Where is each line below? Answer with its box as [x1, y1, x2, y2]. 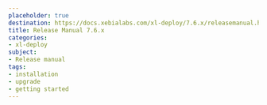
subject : [8, 48, 37, 56]
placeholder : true [8, 11, 69, 20]
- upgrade [8, 77, 41, 85]
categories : [8, 33, 48, 42]
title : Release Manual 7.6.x [8, 26, 105, 34]
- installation [8, 70, 59, 78]
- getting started [8, 84, 69, 93]
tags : [8, 63, 26, 71]
